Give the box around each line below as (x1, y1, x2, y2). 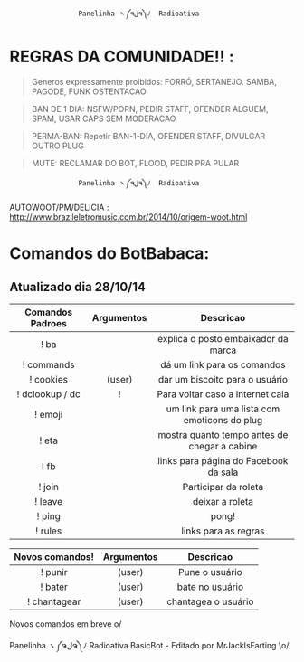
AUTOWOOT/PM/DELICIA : (9, 202, 109, 213)
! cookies (29, 373, 68, 385)
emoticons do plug (183, 413, 263, 426)
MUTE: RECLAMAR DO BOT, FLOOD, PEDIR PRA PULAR (31, 157, 240, 168)
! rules (35, 525, 62, 537)
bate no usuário (176, 581, 244, 593)
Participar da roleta (182, 480, 264, 493)
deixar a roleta (192, 495, 254, 507)
